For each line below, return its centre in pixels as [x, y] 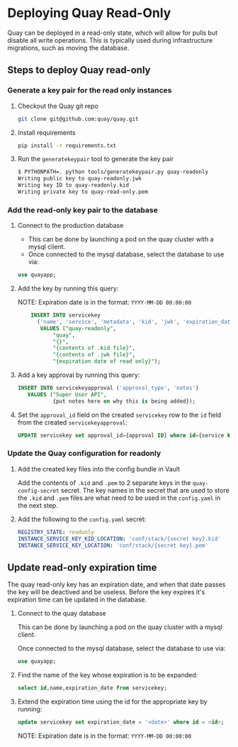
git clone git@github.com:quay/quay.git [78, 119]
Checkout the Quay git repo [58, 106]
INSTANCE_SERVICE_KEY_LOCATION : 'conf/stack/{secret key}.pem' [113, 545]
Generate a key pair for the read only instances [90, 90]
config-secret [38, 491]
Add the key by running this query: [68, 288]
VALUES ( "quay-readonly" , [78, 328]
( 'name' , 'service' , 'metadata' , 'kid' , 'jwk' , [108, 322]
